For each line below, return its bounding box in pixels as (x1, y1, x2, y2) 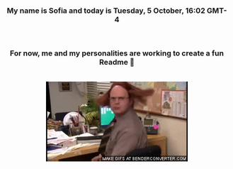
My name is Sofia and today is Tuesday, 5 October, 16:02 (6, 6, 205, 16)
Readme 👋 (99, 58, 135, 67)
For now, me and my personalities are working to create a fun (9, 48, 225, 58)
